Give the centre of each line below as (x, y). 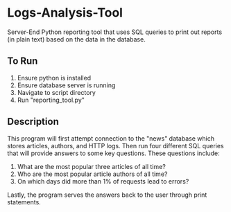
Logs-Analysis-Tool (65, 13)
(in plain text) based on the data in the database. (76, 39)
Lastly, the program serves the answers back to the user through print (107, 195)
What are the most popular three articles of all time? (92, 166)
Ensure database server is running (66, 85)
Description (33, 122)
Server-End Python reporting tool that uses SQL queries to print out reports (115, 32)
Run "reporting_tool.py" (51, 100)
